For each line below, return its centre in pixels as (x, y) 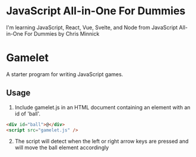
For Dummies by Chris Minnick (62, 33)
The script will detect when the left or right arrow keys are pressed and (102, 142)
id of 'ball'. (27, 114)
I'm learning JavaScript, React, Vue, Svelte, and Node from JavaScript (92, 27)
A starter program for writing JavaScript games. (65, 74)
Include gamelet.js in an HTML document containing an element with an (102, 107)
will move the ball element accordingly (62, 147)
